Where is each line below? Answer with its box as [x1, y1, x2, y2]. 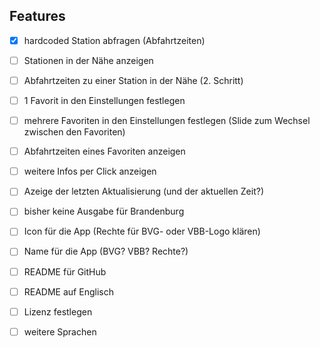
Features [9, 8, 66, 25]
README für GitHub [23, 265, 107, 278]
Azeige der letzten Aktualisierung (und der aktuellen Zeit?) [23, 185, 264, 198]
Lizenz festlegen [23, 305, 93, 318]
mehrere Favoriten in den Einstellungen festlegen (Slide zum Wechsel [23, 115, 311, 127]
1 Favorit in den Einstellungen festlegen [23, 95, 186, 106]
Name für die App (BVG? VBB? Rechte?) [23, 245, 189, 258]
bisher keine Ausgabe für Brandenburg [23, 205, 185, 218]
